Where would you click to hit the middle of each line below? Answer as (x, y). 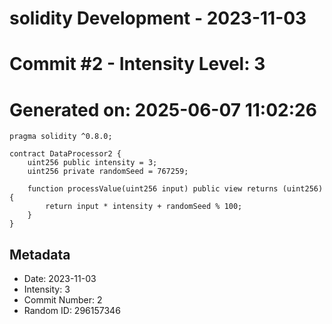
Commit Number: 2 (63, 300)
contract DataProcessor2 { (65, 154)
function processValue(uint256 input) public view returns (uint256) (175, 189)
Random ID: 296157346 (72, 311)
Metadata (40, 254)
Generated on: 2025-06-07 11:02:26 (163, 109)
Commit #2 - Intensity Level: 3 (137, 64)
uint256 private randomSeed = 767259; (108, 172)
